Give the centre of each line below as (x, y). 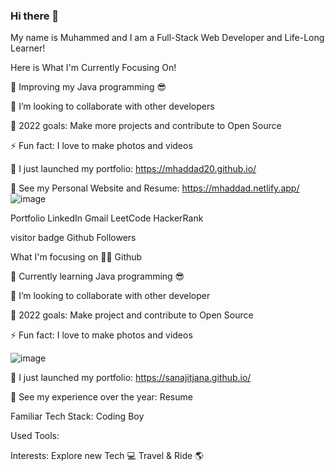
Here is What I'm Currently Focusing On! (93, 68)
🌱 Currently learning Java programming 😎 (97, 276)
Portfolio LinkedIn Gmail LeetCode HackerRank (107, 218)
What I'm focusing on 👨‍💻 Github (76, 257)
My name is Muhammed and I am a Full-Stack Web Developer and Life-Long (167, 38)
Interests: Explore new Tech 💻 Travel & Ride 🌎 (107, 456)
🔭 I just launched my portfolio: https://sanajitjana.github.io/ (131, 378)
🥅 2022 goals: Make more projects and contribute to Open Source (146, 126)
